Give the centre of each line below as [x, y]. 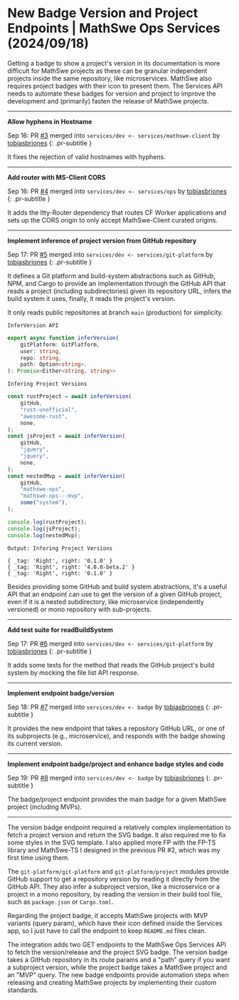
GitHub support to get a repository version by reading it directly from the [113, 879]
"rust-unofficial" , [49, 409]
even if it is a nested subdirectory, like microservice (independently [106, 601]
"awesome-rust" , [44, 416]
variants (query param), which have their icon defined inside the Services [115, 923]
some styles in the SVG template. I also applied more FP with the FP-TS [112, 842]
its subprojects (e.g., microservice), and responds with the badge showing [116, 735]
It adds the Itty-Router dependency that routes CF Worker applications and [117, 213]
